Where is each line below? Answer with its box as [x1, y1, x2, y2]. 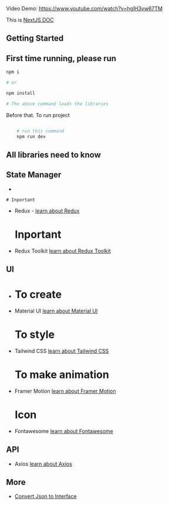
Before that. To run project [6, 111, 70, 118]
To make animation [14, 368, 110, 381]
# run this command [16, 128, 65, 134]
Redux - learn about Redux [14, 207, 80, 214]
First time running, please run [6, 53, 116, 64]
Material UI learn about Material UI [14, 307, 98, 314]
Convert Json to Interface [14, 493, 77, 500]
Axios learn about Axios [14, 460, 72, 467]
